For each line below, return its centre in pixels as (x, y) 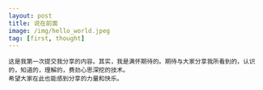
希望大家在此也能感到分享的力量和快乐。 (66, 79)
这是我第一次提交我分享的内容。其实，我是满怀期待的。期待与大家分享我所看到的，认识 (132, 62)
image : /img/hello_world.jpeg (59, 31)
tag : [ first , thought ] (47, 38)
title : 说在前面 (33, 23)
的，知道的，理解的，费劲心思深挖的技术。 (69, 70)
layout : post (30, 16)
